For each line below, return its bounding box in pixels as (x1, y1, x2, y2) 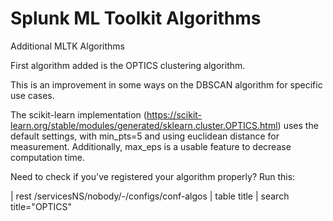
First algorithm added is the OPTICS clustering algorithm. (10, 59, 246, 71)
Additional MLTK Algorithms (10, 40, 125, 52)
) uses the (277, 119, 319, 131)
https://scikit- (146, 108, 203, 121)
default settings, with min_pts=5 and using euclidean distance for (10, 130, 280, 142)
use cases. (10, 89, 55, 101)
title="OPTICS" (10, 200, 73, 212)
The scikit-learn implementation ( (10, 108, 147, 121)
